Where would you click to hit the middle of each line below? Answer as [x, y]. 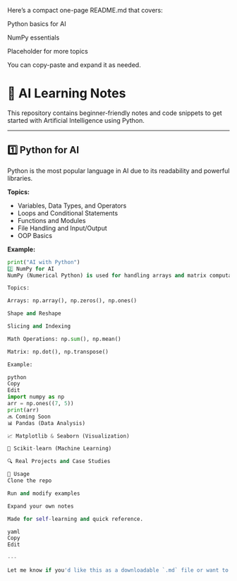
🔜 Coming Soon [29, 417]
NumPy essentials [34, 37]
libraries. [20, 178]
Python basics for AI [37, 24]
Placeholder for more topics [48, 51]
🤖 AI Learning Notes [67, 94]
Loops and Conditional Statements [68, 213]
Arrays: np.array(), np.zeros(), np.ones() [72, 301]
